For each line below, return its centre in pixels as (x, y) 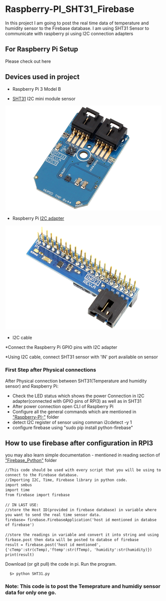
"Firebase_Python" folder (31, 460)
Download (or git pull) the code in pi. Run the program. (61, 564)
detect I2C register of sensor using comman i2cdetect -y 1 (72, 422)
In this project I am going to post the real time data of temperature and (77, 23)
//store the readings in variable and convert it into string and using (82, 535)
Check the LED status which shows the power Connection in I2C (78, 396)
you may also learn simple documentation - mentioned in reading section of (83, 455)
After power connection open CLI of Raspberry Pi (63, 406)
